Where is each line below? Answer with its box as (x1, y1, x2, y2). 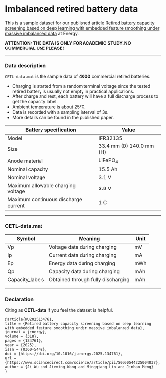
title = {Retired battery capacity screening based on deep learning (5, 321, 152, 326)
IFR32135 (98, 135, 123, 142)
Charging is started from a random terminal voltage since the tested (12, 83, 151, 89)
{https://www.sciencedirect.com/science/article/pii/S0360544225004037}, (5, 360, 161, 365)
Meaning (79, 235, 100, 242)
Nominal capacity (7, 166, 48, 173)
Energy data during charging (49, 260, 115, 267)
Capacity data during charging (49, 268, 120, 275)
